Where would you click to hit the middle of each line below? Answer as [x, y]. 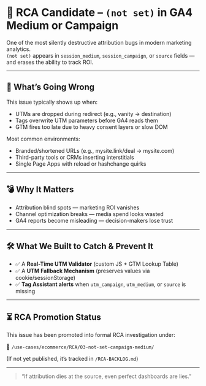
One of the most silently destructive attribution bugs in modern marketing [99, 42]
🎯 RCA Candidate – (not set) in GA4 [100, 13]
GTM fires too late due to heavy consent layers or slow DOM [91, 127]
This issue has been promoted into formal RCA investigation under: [91, 335]
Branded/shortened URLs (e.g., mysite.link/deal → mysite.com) [95, 150]
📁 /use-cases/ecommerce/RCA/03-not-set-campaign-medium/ [80, 347]
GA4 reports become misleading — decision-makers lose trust [94, 220]
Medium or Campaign [63, 25]
